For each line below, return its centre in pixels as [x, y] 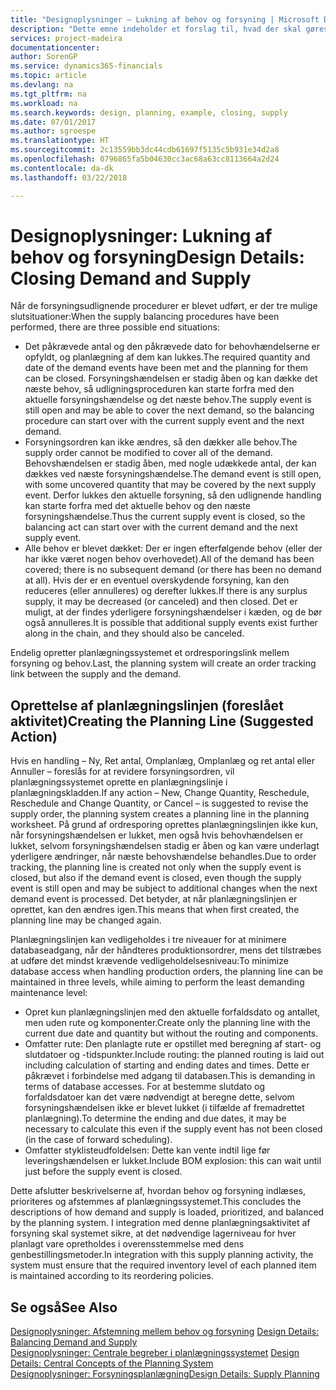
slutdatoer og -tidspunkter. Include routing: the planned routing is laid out [174, 1055]
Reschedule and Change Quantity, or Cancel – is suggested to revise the [159, 803]
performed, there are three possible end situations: [115, 327]
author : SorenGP [44, 57]
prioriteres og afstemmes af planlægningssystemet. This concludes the [156, 1202]
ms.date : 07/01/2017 [53, 122]
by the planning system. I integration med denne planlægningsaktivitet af [160, 1223]
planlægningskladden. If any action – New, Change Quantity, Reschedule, [160, 793]
